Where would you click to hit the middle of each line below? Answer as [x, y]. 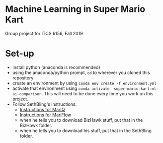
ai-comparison [27, 94]
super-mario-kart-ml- [136, 89]
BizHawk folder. [36, 125]
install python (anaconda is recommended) [56, 67]
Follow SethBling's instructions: [44, 104]
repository [23, 77]
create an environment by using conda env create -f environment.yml [84, 83]
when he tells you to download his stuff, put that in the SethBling [85, 131]
